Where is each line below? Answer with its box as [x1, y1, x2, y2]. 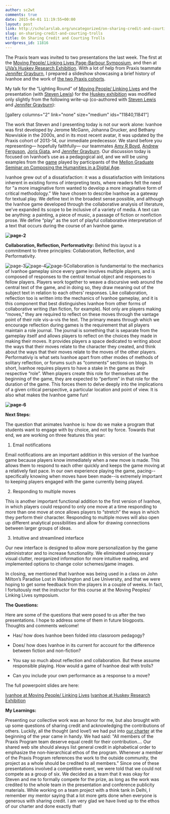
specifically [5, 473, 29, 479]
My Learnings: [5, 707, 36, 713]
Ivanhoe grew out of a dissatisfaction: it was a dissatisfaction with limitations [5, 174, 165, 180]
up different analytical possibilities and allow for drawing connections [5, 519, 150, 525]
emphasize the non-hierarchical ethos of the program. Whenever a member [5, 749, 163, 755]
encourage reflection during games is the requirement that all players [5, 322, 150, 328]
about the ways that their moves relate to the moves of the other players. [5, 349, 157, 355]
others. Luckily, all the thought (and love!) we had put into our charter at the [5, 727, 163, 734]
